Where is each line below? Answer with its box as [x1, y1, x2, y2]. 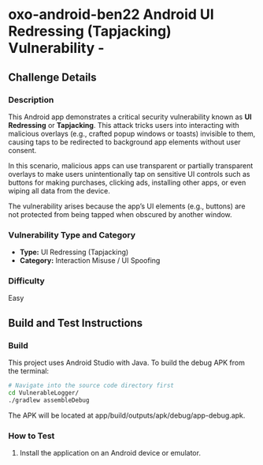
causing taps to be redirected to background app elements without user [8, 137, 242, 147]
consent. [8, 145, 37, 155]
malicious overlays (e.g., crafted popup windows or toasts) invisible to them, [8, 129, 256, 138]
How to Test [8, 430, 55, 441]
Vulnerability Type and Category [8, 229, 136, 240]
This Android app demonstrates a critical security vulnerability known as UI [8, 112, 252, 122]
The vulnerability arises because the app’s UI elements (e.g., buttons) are [8, 201, 246, 211]
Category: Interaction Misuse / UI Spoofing [19, 256, 161, 265]
